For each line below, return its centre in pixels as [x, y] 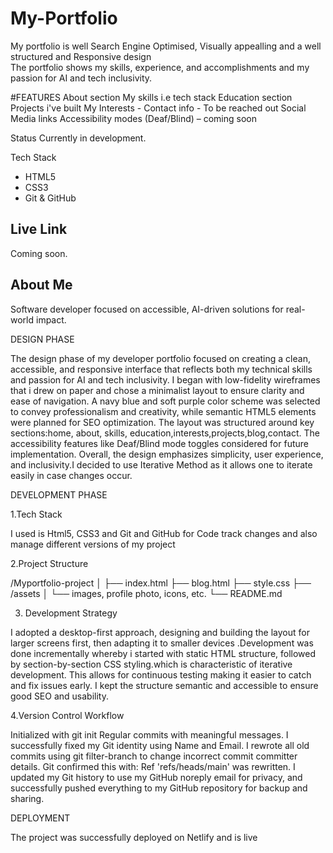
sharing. [27, 798]
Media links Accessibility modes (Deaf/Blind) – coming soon [134, 118]
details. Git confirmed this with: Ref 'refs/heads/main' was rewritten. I [153, 766]
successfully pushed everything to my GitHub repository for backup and [159, 788]
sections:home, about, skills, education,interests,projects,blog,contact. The [165, 433]
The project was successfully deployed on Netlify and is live [134, 837]
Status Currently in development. [78, 138]
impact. [51, 319]
